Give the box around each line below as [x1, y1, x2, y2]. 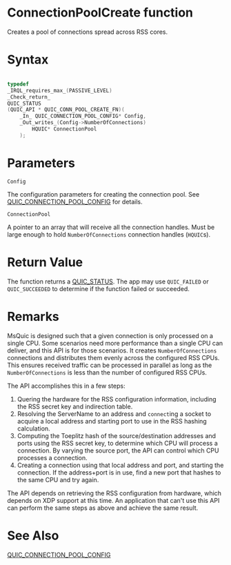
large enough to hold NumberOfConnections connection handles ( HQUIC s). [7, 230, 211, 239]
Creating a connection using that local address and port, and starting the [17, 461, 224, 469]
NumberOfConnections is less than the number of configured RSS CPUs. [7, 368, 207, 377]
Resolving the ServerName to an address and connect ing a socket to [17, 409, 212, 418]
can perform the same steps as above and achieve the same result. [7, 504, 199, 512]
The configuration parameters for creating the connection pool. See [7, 190, 200, 198]
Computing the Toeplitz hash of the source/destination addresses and [17, 431, 216, 439]
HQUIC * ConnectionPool [32, 126, 97, 132]
